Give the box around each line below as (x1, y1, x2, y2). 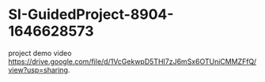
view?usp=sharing (8, 65, 69, 74)
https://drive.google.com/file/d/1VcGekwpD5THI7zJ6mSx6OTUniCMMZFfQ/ (8, 57, 257, 66)
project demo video (8, 48, 72, 58)
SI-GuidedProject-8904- (8, 6, 174, 24)
